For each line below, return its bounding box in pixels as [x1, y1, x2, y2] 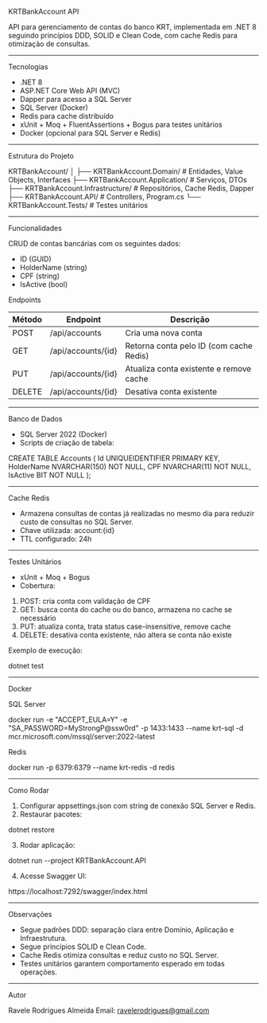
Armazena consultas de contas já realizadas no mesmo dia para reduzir [19, 509, 255, 518]
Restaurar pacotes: [19, 809, 83, 819]
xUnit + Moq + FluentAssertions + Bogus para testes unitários [19, 120, 222, 129]
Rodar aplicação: [19, 841, 75, 849]
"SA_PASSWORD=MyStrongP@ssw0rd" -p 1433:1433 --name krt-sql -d [8, 723, 244, 732]
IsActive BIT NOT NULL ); [8, 470, 91, 480]
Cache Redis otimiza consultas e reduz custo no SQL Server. [19, 950, 219, 959]
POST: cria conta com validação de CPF [19, 597, 151, 606]
